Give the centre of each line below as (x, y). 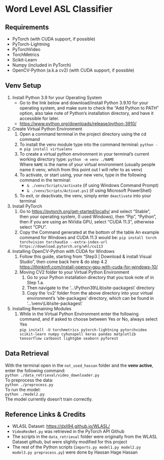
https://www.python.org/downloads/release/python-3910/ (78, 123)
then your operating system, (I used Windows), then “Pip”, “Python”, (88, 216)
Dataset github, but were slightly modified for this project (70, 442)
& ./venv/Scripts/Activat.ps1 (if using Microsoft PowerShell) (89, 190)
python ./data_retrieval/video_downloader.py (52, 375)
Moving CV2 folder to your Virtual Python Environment (74, 272)
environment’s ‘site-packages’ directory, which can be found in (90, 298)
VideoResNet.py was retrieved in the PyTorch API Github (68, 432)
